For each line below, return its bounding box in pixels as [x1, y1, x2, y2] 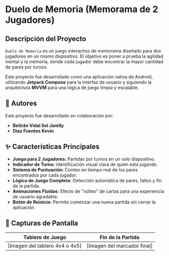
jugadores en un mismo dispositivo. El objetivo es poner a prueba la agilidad [5, 53, 163, 59]
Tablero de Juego [23, 234, 67, 241]
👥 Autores [5, 99, 37, 108]
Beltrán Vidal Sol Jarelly [12, 122, 64, 129]
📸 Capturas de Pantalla [5, 219, 78, 228]
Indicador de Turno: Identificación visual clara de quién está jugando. [12, 161, 158, 167]
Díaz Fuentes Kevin [12, 127, 54, 134]
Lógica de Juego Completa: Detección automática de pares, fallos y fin [12, 177, 162, 183]
